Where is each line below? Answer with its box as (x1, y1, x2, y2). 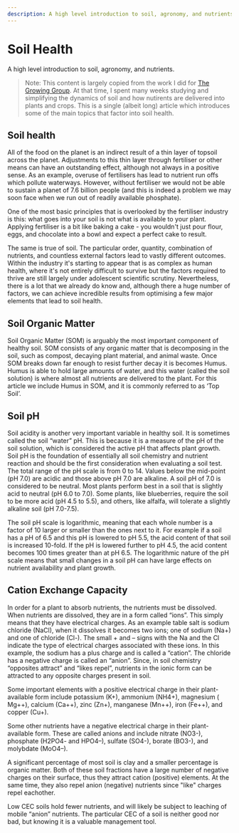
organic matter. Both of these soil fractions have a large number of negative (7, 765, 229, 774)
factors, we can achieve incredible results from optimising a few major (7, 289, 213, 298)
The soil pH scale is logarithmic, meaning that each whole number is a (7, 518, 213, 527)
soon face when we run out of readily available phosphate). (7, 194, 181, 202)
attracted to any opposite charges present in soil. (7, 671, 152, 680)
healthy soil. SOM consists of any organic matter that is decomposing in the (7, 344, 229, 352)
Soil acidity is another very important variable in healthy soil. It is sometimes (7, 429, 230, 437)
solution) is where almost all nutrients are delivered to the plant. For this (7, 374, 217, 383)
